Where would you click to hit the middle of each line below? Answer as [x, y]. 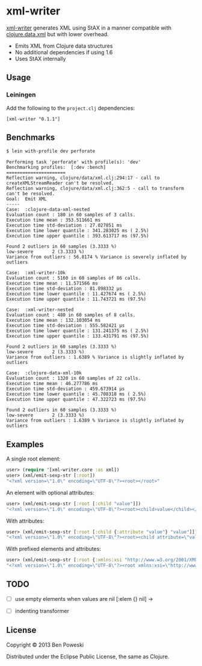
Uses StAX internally [40, 58]
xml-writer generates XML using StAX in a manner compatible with [89, 28]
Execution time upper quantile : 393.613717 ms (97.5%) [78, 236]
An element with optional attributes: [50, 492]
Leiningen [21, 95]
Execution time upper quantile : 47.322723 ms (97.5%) [76, 400]
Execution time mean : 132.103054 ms [54, 321]
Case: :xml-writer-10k [36, 273]
